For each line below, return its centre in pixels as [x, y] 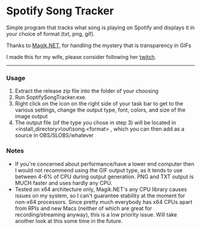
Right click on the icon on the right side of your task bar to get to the [99, 104]
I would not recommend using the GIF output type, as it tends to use [99, 170]
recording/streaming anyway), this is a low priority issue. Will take [96, 214]
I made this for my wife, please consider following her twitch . [81, 57]
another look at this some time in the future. [68, 221]
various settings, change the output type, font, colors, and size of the [100, 110]
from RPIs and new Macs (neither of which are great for [83, 208]
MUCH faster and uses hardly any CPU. [63, 182]
